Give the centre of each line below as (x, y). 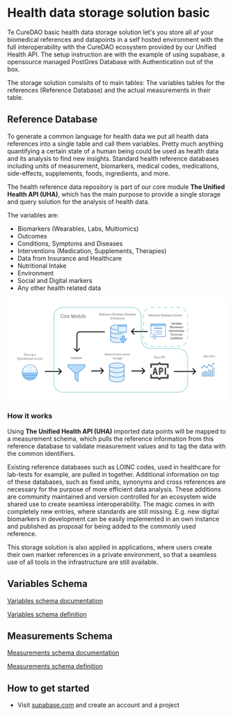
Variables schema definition (47, 614)
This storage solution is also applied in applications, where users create (110, 547)
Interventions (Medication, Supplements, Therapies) (92, 251)
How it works (30, 416)
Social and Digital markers (55, 280)
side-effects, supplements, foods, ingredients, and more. (89, 173)
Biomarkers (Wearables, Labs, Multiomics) (78, 229)
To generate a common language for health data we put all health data (108, 136)
